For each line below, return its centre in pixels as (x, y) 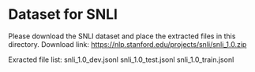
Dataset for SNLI (63, 14)
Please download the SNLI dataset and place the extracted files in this (122, 36)
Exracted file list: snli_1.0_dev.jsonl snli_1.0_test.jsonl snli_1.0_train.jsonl (121, 59)
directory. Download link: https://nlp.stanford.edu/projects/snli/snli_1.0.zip (127, 44)
